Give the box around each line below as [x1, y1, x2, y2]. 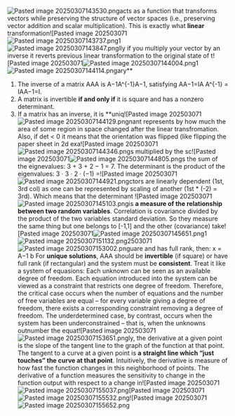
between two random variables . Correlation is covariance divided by [17, 207, 218, 215]
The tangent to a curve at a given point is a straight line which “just [17, 349, 215, 357]
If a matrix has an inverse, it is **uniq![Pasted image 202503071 [17, 110, 202, 118]
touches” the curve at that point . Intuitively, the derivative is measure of [17, 356, 228, 365]
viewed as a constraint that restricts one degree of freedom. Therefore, [17, 282, 224, 290]
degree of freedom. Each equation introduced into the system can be [17, 274, 217, 282]
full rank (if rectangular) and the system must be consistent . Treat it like [17, 259, 226, 267]
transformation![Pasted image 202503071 [7, 29, 128, 37]
